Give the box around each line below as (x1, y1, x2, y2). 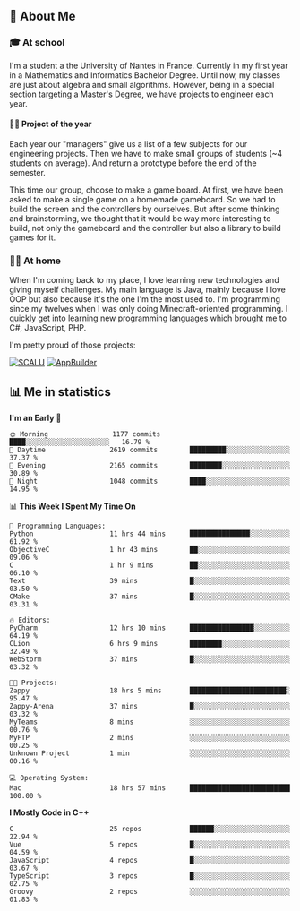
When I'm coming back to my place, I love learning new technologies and (9, 275, 279, 286)
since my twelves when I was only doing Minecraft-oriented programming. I (9, 304, 288, 314)
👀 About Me (9, 9, 76, 24)
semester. (9, 167, 47, 177)
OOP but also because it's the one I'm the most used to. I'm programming (9, 294, 280, 305)
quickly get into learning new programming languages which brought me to (9, 313, 287, 323)
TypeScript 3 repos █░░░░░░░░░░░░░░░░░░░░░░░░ (9, 872, 291, 881)
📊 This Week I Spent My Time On (9, 501, 136, 511)
